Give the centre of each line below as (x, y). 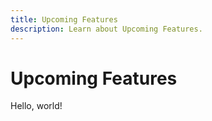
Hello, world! (36, 106)
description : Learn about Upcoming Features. (106, 29)
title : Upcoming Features (64, 19)
